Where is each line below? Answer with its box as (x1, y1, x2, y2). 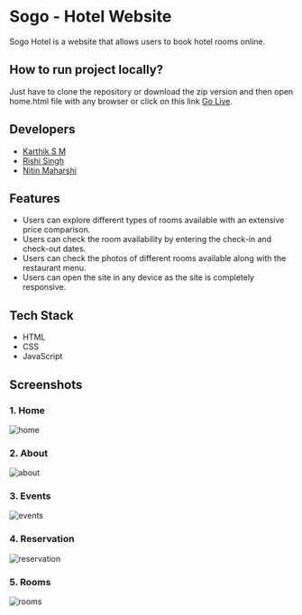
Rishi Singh (22, 155, 65, 166)
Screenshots (9, 376, 83, 393)
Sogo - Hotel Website (9, 6, 172, 27)
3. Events (9, 490, 51, 502)
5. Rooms (9, 575, 51, 588)
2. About (9, 447, 48, 459)
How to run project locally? (9, 62, 164, 77)
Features (9, 191, 60, 206)
